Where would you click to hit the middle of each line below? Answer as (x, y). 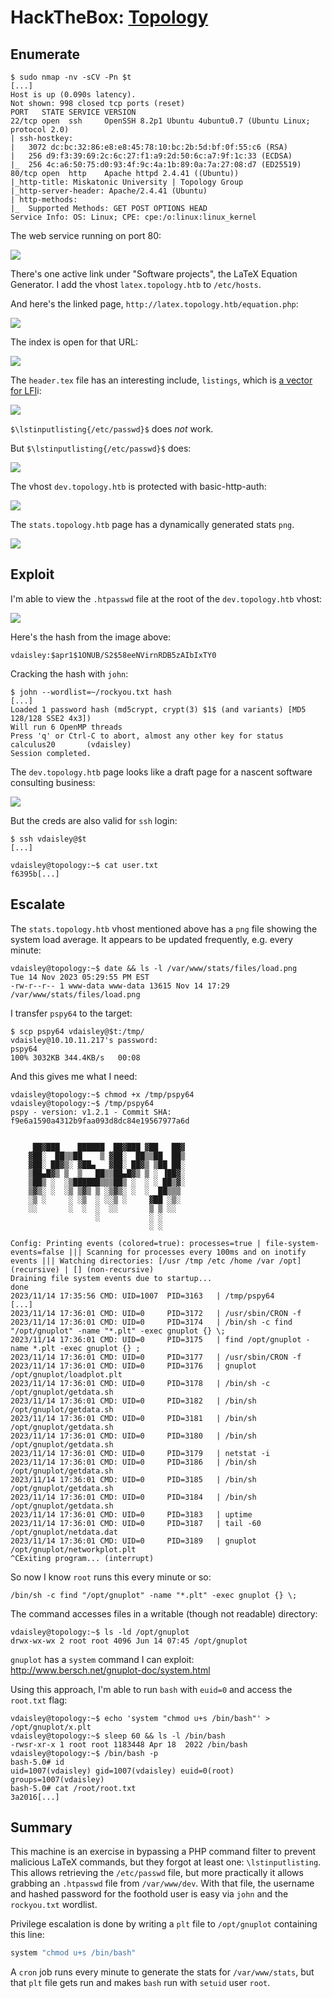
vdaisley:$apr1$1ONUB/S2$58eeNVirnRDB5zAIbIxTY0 (113, 655)
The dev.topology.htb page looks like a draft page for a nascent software (161, 772)
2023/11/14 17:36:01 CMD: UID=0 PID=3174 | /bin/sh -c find (151, 1322)
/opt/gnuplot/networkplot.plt (73, 1549)
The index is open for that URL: (74, 342)
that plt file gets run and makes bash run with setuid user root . (140, 1983)
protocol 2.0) (40, 130)
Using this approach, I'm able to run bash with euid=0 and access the (151, 1689)
